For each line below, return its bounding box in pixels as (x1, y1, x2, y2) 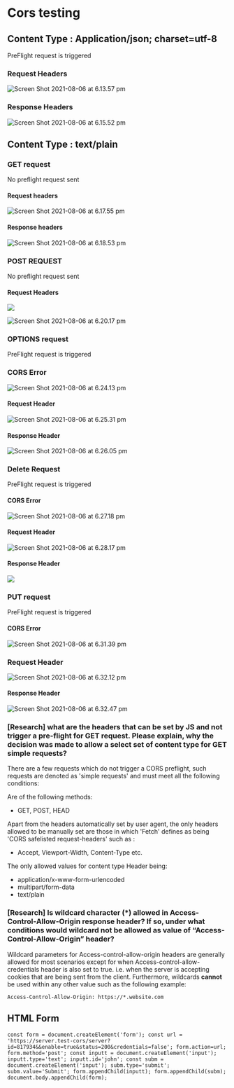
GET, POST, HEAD (17, 806, 70, 815)
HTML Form (7, 1012, 59, 1024)
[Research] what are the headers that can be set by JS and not (7, 722, 223, 732)
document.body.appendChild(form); (7, 1074, 108, 1081)
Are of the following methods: (7, 793, 93, 801)
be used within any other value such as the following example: (7, 979, 187, 989)
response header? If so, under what (82, 916, 205, 926)
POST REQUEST (7, 256, 63, 266)
